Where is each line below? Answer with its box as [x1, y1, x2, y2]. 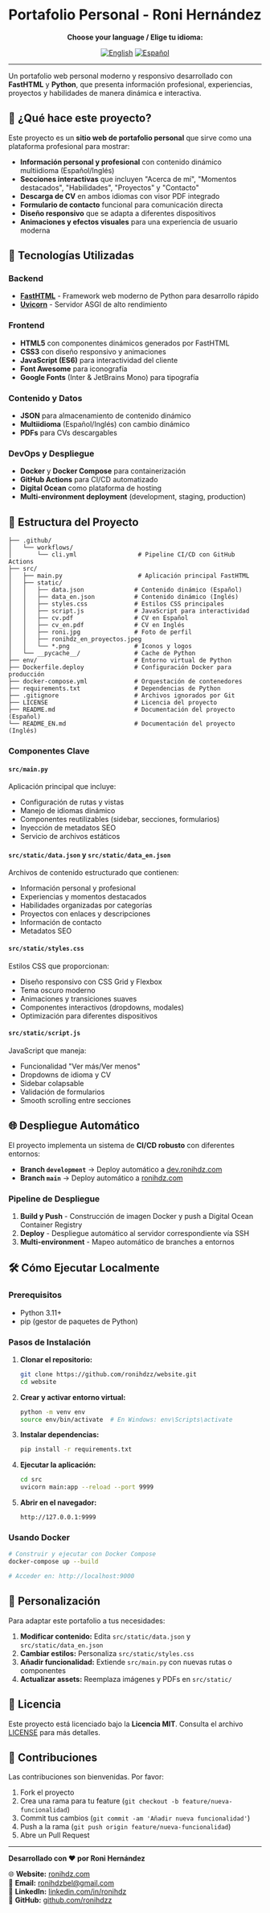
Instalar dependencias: [19, 1430, 100, 1440]
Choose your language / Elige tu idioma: [67, 32, 203, 42]
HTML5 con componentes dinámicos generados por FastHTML [19, 338, 231, 348]
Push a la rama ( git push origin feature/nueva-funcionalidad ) [19, 1822, 231, 1832]
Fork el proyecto [19, 1787, 75, 1797]
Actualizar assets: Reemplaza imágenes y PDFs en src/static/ [19, 1674, 232, 1684]
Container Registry [19, 1220, 83, 1229]
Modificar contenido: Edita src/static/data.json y [19, 1631, 191, 1641]
